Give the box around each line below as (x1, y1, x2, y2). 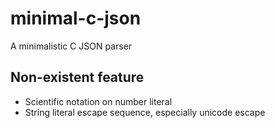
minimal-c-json (10, 7, 142, 30)
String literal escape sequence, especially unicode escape (24, 106, 266, 118)
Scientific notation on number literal (24, 95, 173, 107)
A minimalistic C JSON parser (10, 40, 133, 52)
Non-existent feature (10, 69, 145, 86)
